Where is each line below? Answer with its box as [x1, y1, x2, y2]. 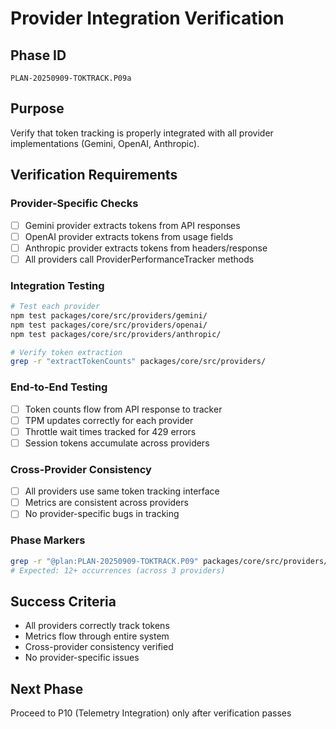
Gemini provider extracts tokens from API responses [24, 219, 241, 231]
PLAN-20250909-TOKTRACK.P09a [10, 73, 132, 83]
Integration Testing [10, 278, 105, 292]
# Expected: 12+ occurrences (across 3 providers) [10, 565, 226, 576]
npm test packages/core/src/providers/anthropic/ [10, 329, 222, 339]
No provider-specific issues [24, 652, 140, 664]
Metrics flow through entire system [24, 630, 170, 642]
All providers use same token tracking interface [24, 485, 220, 497]
